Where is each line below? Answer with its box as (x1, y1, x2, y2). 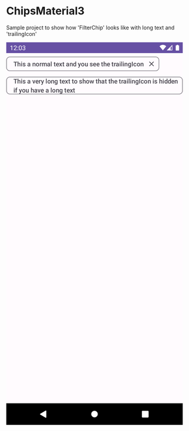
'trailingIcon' (6, 30, 37, 37)
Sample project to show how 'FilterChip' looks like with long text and (6, 24, 175, 31)
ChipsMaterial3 (6, 4, 85, 18)
